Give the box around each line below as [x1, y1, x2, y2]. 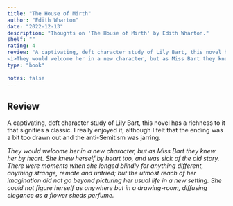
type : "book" [7, 62, 45, 69]
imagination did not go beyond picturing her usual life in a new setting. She [7, 176, 222, 184]
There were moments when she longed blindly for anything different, [7, 162, 203, 170]
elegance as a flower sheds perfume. [7, 191, 114, 200]
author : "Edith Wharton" [7, 17, 79, 24]
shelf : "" [7, 36, 36, 43]
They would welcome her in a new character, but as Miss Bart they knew [7, 147, 216, 155]
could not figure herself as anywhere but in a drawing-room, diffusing [7, 184, 208, 192]
